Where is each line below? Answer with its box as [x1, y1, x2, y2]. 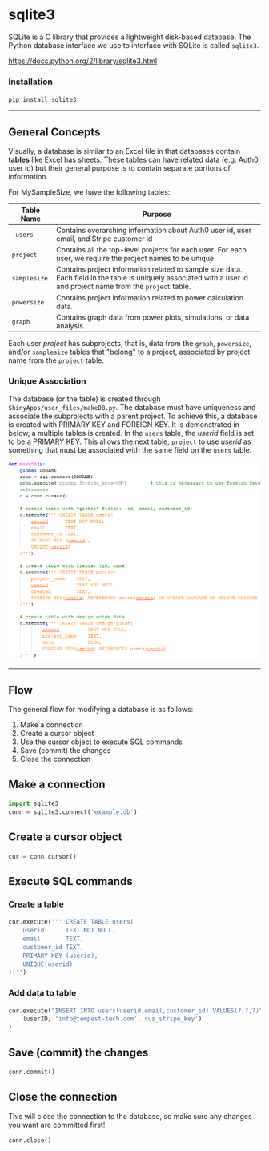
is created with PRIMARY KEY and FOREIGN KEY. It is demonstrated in [8, 419, 240, 429]
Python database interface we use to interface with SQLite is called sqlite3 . [8, 40, 259, 50]
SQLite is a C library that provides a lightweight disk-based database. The [8, 32, 251, 42]
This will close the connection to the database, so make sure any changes [8, 1111, 252, 1121]
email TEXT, [22, 935, 84, 943]
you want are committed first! [8, 1120, 106, 1129]
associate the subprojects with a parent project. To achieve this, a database [8, 411, 258, 421]
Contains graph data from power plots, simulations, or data [55, 312, 250, 322]
